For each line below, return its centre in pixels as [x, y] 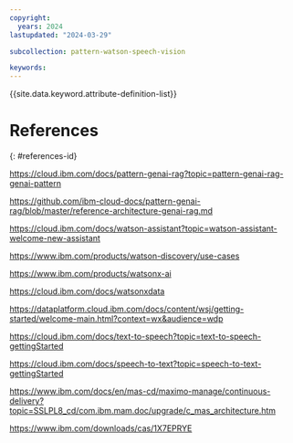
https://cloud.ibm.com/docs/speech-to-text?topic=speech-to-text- [136, 364]
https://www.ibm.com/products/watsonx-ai [90, 274]
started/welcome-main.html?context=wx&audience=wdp [116, 319]
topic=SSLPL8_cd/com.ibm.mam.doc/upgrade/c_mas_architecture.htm [143, 411]
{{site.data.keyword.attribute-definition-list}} [94, 94]
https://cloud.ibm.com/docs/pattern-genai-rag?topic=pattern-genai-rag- [146, 174]
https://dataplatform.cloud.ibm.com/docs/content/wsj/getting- [127, 309]
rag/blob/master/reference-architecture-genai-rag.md [111, 211]
